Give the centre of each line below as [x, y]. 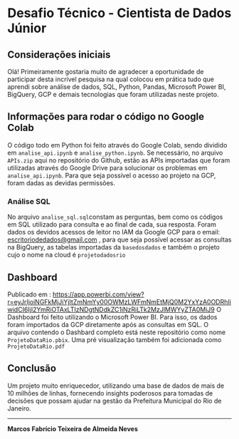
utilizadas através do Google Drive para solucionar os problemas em [107, 167]
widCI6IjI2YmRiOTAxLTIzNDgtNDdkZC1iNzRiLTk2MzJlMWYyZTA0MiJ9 [111, 309]
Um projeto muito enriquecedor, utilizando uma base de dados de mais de [116, 386]
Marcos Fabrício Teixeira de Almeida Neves [73, 428]
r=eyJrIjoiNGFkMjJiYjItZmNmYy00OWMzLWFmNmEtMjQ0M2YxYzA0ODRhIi [119, 301]
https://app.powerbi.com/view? [98, 294]
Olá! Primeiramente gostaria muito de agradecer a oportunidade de [106, 72]
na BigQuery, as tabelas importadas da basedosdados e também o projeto [114, 247]
